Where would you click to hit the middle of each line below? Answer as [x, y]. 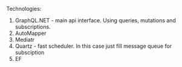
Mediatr [25, 40]
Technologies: [24, 9]
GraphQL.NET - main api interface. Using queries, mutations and [96, 20]
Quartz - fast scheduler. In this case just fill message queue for [93, 46]
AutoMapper [31, 33]
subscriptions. [33, 27]
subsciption [30, 53]
